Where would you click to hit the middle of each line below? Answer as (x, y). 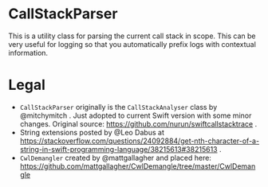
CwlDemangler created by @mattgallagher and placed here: (115, 158)
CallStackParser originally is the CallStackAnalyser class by (118, 107)
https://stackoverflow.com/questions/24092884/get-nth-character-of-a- (140, 141)
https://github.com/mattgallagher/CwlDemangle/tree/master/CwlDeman (138, 166)
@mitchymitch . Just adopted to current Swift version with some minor (136, 115)
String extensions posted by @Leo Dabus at (92, 132)
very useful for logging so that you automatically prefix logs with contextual (132, 44)
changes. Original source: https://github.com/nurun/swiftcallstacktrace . (138, 123)
